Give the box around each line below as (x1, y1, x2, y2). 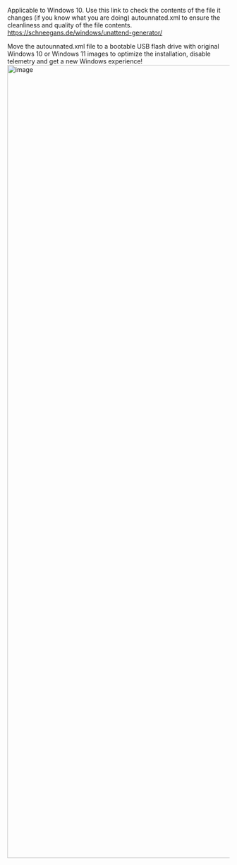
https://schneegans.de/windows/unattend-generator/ (7, 28, 163, 37)
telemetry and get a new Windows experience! (7, 57, 143, 66)
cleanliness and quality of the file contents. (7, 21, 133, 29)
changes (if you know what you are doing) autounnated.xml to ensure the (7, 13, 221, 22)
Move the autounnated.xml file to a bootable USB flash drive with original (7, 42, 220, 50)
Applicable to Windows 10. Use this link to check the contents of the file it (7, 6, 221, 14)
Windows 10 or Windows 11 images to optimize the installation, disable (7, 49, 211, 58)
